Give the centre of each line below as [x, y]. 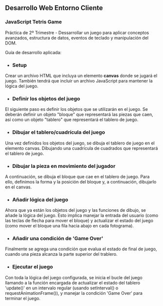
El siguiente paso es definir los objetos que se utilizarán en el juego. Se [76, 109]
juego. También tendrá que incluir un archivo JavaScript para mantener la [79, 81]
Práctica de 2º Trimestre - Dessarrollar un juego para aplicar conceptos [77, 32]
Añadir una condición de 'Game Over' [58, 239]
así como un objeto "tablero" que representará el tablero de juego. [72, 120]
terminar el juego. [23, 298]
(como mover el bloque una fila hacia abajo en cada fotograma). [70, 226]
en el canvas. [19, 187]
